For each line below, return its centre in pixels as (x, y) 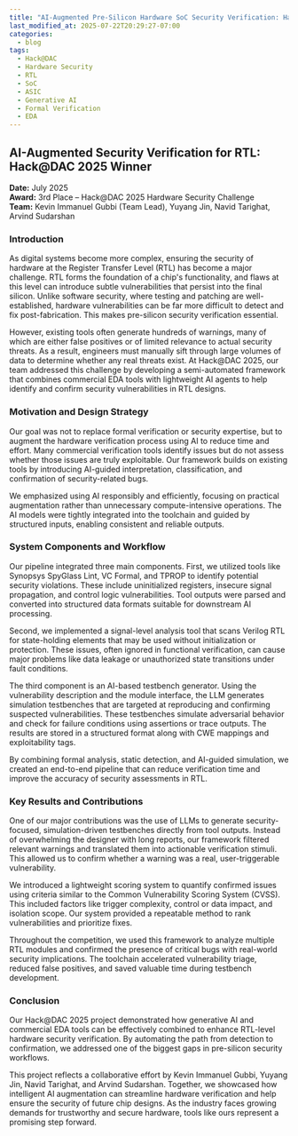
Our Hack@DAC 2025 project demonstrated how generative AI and (132, 1020)
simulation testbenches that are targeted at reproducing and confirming (140, 704)
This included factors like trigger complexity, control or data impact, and (141, 904)
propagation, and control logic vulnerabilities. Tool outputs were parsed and (148, 594)
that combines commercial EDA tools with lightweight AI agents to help (138, 379)
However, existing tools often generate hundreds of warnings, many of (138, 332)
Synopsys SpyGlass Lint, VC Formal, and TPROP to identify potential (134, 576)
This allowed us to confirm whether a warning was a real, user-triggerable (145, 859)
